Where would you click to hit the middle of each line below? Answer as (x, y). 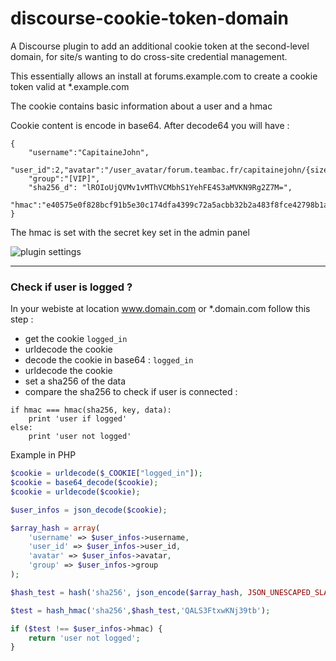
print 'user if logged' (78, 419)
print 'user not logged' (80, 437)
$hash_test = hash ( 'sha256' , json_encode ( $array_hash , (127, 592)
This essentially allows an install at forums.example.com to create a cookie (164, 76)
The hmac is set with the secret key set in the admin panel (130, 232)
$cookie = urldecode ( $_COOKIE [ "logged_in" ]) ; (106, 473)
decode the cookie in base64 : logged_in (109, 360)
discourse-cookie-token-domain (149, 18)
